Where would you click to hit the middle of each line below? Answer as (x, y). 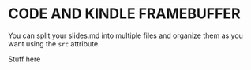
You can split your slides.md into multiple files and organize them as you (126, 35)
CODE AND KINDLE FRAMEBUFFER (124, 14)
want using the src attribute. (54, 43)
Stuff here (24, 59)
